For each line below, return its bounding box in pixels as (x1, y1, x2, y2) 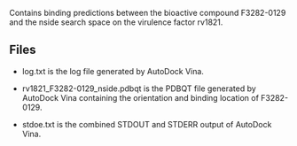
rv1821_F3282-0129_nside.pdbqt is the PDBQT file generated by (21, 83, 257, 94)
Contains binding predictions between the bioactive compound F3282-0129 (9, 8, 286, 18)
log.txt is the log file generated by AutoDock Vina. (21, 65, 204, 76)
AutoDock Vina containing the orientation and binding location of (21, 92, 260, 103)
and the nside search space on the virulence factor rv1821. (9, 17, 223, 27)
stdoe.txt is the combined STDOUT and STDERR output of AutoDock (21, 119, 272, 129)
